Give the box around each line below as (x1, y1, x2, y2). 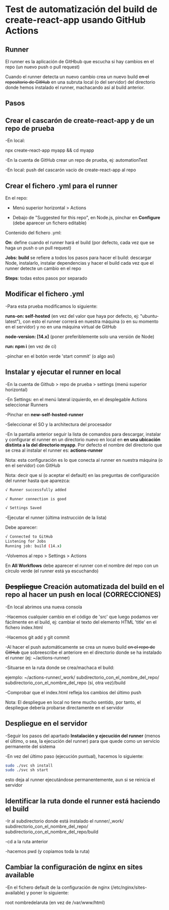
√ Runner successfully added (5, 487, 67, 492)
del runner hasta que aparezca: (5, 477, 71, 484)
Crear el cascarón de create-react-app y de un (5, 116, 154, 125)
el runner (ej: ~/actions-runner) (5, 654, 70, 660)
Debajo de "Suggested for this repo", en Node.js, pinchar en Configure (12, 215, 160, 221)
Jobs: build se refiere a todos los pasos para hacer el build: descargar (5, 255, 152, 261)
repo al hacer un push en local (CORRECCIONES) (5, 590, 161, 599)
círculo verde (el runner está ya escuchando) (5, 567, 99, 574)
